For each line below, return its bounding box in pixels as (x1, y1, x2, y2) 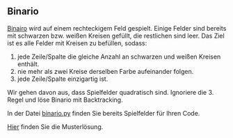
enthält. (17, 59, 40, 68)
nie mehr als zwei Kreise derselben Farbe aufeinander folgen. (17, 67, 194, 75)
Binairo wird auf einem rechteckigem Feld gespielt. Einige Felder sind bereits (7, 24, 227, 32)
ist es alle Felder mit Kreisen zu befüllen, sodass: (7, 38, 147, 47)
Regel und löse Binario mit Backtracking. (7, 95, 123, 104)
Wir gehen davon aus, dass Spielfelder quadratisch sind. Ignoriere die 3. (7, 88, 214, 96)
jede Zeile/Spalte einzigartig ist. (17, 75, 109, 83)
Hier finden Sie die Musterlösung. (7, 122, 104, 131)
